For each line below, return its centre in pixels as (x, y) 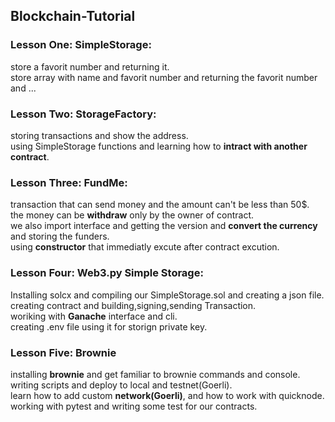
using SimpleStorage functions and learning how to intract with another (159, 146)
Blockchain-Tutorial (73, 16)
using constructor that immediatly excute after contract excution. (145, 247)
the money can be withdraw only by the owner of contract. (132, 215)
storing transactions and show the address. (99, 135)
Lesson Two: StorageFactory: (83, 114)
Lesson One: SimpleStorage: (81, 45)
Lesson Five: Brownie (63, 352)
